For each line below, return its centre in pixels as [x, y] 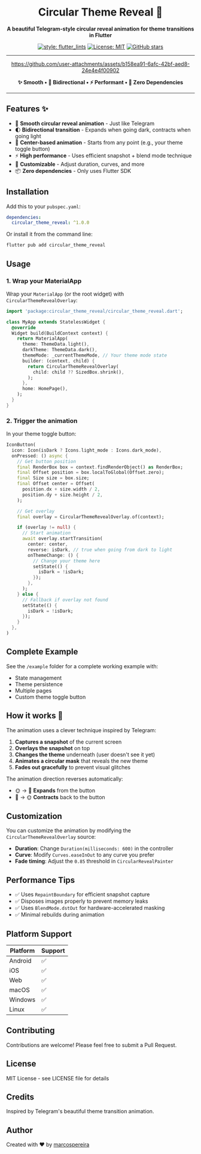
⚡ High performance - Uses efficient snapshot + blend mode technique [103, 156]
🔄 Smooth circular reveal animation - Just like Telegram [84, 123]
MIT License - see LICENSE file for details [58, 1078]
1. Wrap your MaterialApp [44, 281]
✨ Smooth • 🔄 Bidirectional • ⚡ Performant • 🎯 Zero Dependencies [100, 82]
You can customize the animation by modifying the [69, 830]
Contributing [31, 1030]
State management [38, 678]
